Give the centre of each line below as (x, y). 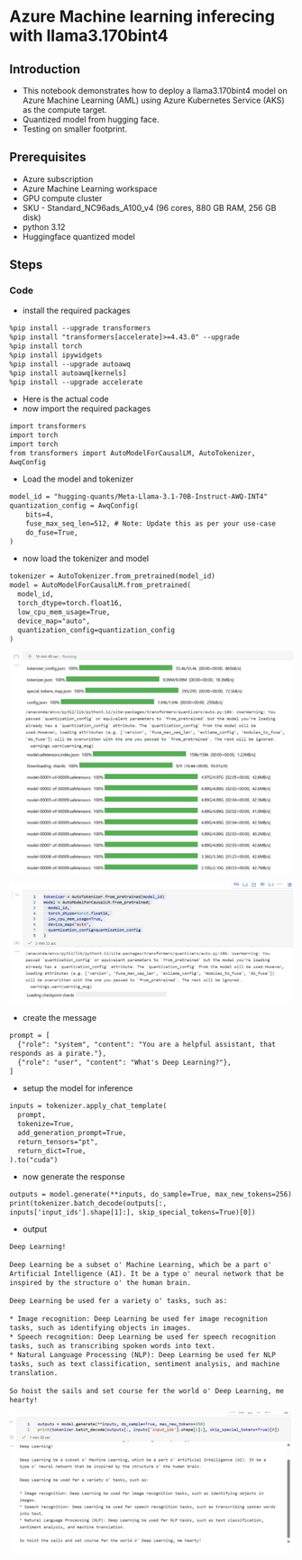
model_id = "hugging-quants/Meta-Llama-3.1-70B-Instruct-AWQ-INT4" (139, 496)
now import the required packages (87, 408)
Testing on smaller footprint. (75, 129)
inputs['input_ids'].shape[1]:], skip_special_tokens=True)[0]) (133, 1212)
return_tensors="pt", (58, 1142)
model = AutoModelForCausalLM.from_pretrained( (101, 585)
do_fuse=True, (52, 532)
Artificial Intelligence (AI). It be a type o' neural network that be (146, 1273)
